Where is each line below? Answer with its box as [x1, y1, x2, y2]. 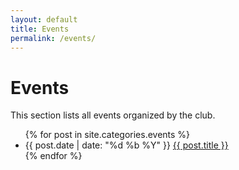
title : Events [10, 24, 70, 34]
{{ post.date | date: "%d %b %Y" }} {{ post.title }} [24, 139, 229, 151]
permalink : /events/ [10, 33, 97, 43]
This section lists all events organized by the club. [10, 109, 216, 121]
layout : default [10, 14, 78, 25]
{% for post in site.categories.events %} [24, 129, 191, 141]
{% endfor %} [24, 150, 83, 162]
